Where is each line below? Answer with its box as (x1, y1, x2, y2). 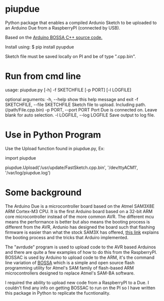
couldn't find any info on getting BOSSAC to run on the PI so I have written (5, 285, 156, 291)
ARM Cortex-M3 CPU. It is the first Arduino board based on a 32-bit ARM (5, 208, 153, 214)
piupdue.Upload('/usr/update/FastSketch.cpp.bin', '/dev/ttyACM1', (5, 164, 138, 170)
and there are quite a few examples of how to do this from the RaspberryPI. (5, 249, 158, 255)
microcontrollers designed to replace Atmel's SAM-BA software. (5, 270, 135, 276)
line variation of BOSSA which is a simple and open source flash (5, 259, 135, 266)
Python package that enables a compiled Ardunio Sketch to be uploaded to (5, 20, 157, 26)
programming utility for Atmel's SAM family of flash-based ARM (5, 265, 134, 271)
